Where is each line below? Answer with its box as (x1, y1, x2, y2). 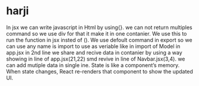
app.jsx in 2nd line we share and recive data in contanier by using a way (6, 49, 182, 56)
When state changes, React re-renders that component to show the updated (6, 68, 193, 75)
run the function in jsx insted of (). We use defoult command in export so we (6, 36, 192, 43)
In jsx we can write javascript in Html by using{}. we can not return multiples (6, 24, 192, 31)
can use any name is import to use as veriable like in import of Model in (6, 43, 181, 50)
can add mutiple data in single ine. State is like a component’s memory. (6, 61, 180, 69)
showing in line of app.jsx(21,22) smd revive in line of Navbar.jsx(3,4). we (6, 55, 185, 62)
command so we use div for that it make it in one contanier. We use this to (6, 30, 187, 37)
